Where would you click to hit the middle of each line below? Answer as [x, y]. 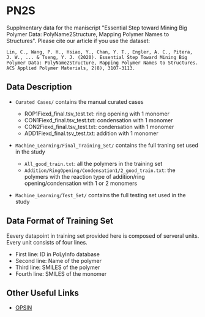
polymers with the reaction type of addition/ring [84, 176]
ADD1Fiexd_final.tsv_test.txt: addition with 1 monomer [91, 133]
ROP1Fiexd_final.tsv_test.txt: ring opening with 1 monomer [97, 114]
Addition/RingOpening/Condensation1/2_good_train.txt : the [100, 170]
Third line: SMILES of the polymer [58, 267]
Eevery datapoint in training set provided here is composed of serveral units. [103, 236]
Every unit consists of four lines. [47, 242]
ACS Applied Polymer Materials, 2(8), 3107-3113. [71, 68]
